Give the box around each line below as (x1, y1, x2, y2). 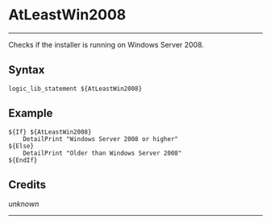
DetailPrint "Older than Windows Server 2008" (23, 149, 182, 157)
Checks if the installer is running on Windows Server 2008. (8, 39, 204, 49)
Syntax (8, 63, 45, 77)
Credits (8, 177, 47, 191)
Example (8, 106, 53, 120)
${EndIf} (8, 156, 38, 164)
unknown (8, 199, 40, 209)
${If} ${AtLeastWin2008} (8, 127, 92, 136)
